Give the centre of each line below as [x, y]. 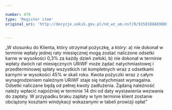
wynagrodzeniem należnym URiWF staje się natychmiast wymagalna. [78, 80]
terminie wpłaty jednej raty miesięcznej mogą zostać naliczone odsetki [80, 53]
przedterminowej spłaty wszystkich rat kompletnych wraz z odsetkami [80, 69]
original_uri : [20, 24]
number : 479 [18, 14]
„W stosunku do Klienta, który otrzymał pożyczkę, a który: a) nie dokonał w [84, 48]
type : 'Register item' [29, 19]
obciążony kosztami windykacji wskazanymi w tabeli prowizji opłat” [76, 102]
